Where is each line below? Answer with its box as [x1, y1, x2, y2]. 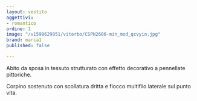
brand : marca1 [6, 37, 42, 43]
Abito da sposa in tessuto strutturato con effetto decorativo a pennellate [6, 64, 186, 71]
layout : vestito [6, 8, 47, 15]
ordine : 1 [6, 25, 31, 32]
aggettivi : [6, 15, 34, 21]
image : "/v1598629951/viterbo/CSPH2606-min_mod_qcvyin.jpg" [6, 31, 161, 37]
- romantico [6, 20, 36, 26]
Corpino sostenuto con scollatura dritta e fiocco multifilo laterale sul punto [6, 82, 192, 90]
